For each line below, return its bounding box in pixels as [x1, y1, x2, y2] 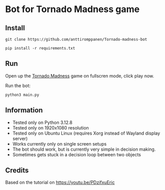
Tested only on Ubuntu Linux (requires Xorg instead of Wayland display [12, 130, 160, 136]
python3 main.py [5, 92, 39, 97]
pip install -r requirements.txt [5, 46, 75, 51]
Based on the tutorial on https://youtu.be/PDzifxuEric [5, 179, 115, 185]
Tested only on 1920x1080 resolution [12, 124, 89, 131]
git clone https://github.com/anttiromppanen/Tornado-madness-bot [5, 37, 147, 42]
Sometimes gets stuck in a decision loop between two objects [12, 151, 141, 157]
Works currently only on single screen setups [12, 141, 107, 147]
